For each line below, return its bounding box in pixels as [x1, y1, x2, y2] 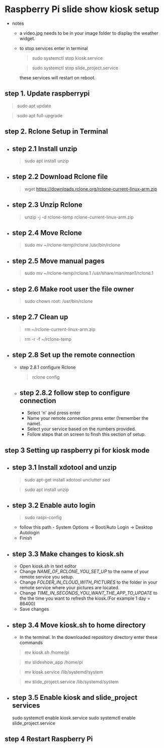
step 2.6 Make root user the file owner [12, 285, 134, 293]
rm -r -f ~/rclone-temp [24, 336, 71, 342]
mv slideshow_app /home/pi [24, 659, 84, 666]
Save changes [19, 606, 49, 612]
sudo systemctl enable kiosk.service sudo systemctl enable [12, 715, 136, 721]
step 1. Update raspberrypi [5, 90, 90, 98]
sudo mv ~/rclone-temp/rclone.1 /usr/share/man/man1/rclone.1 [24, 270, 154, 276]
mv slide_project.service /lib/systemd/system [24, 679, 119, 685]
